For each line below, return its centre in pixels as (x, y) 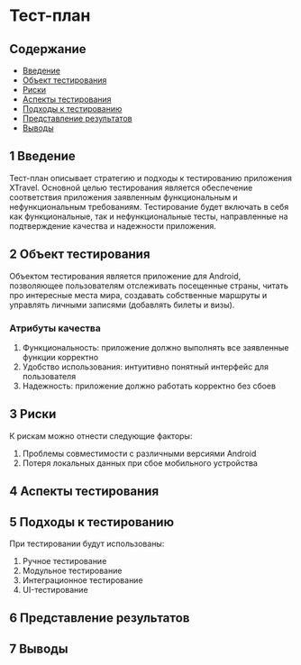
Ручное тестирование (64, 560)
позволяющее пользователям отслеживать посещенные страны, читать (149, 286)
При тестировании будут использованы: (87, 543)
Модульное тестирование (72, 570)
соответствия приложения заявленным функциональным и (123, 197)
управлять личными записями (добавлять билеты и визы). (122, 305)
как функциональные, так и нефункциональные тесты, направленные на (149, 216)
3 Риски (33, 414)
